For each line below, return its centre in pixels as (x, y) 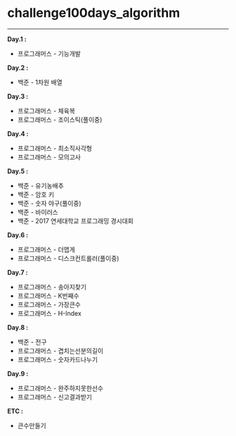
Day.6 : (18, 235)
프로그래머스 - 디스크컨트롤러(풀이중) (68, 258)
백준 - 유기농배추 (41, 185)
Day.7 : (18, 272)
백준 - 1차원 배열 (40, 82)
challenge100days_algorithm (94, 13)
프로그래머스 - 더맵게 (46, 249)
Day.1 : (17, 39)
